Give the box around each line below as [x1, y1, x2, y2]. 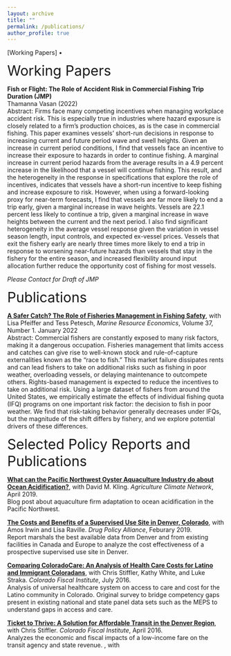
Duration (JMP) [7, 92, 52, 101]
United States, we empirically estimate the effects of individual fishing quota [7, 392, 225, 401]
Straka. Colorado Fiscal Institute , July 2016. [7, 576, 131, 585]
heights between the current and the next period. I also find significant [7, 218, 208, 226]
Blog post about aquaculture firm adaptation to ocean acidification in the [7, 497, 214, 506]
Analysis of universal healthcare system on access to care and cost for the [7, 583, 220, 592]
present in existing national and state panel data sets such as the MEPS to [7, 598, 218, 607]
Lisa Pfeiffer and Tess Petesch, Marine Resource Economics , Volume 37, [7, 319, 214, 327]
